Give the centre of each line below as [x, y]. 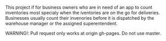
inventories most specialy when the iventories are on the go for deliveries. [82, 13]
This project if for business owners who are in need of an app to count [79, 7]
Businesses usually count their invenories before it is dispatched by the [80, 18]
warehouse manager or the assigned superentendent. [61, 23]
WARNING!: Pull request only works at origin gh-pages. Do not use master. [83, 33]
